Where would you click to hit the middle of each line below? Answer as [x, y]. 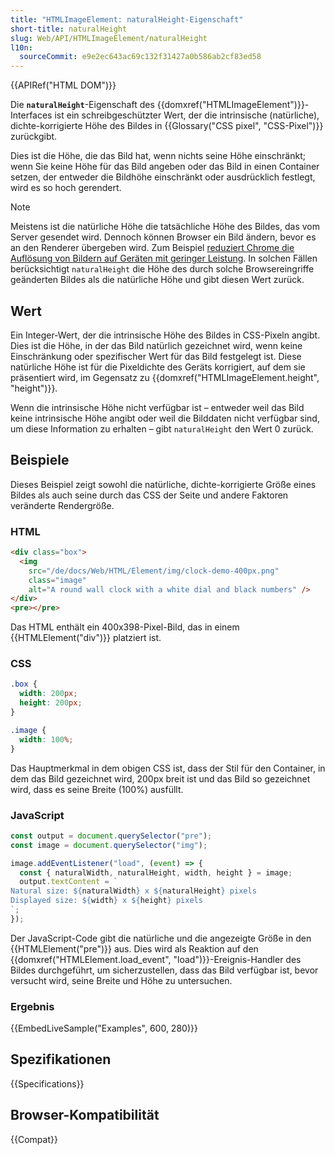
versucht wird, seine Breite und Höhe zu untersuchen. [121, 980]
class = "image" [57, 580]
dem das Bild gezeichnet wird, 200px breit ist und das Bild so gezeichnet [160, 778]
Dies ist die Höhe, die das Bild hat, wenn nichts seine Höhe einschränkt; [158, 156]
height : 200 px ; [51, 703]
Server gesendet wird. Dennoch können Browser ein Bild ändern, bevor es [163, 237]
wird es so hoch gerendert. [66, 188]
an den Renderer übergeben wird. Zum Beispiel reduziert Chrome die [152, 248]
